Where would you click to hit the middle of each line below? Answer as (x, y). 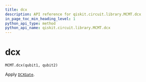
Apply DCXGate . (20, 75)
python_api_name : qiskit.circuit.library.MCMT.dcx (58, 28)
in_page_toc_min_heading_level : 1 (40, 19)
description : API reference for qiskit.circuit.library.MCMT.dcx (73, 14)
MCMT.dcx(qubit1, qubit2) (31, 65)
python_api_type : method (30, 23)
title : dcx (16, 10)
